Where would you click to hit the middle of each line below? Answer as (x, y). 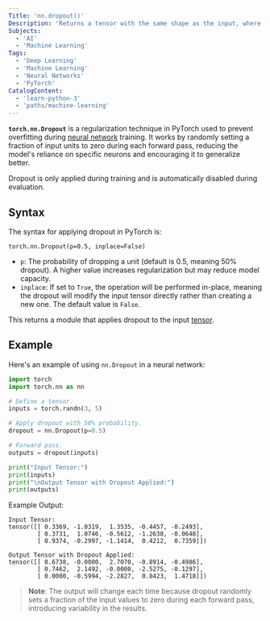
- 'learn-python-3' (48, 98)
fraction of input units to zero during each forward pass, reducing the (123, 146)
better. (19, 163)
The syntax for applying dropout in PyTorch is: (85, 231)
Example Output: (36, 505)
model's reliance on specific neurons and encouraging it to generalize (125, 155)
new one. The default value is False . (80, 304)
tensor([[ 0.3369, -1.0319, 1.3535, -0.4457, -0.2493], (106, 527)
